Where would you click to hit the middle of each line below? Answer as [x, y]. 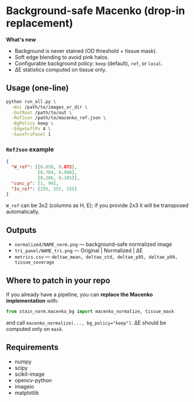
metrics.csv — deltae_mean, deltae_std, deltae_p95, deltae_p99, [96, 257]
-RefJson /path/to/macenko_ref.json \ [59, 118]
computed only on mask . [35, 329]
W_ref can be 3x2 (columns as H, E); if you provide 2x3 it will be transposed [97, 205]
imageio [24, 386]
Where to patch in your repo [58, 280]
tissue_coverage [34, 262]
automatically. [23, 212]
